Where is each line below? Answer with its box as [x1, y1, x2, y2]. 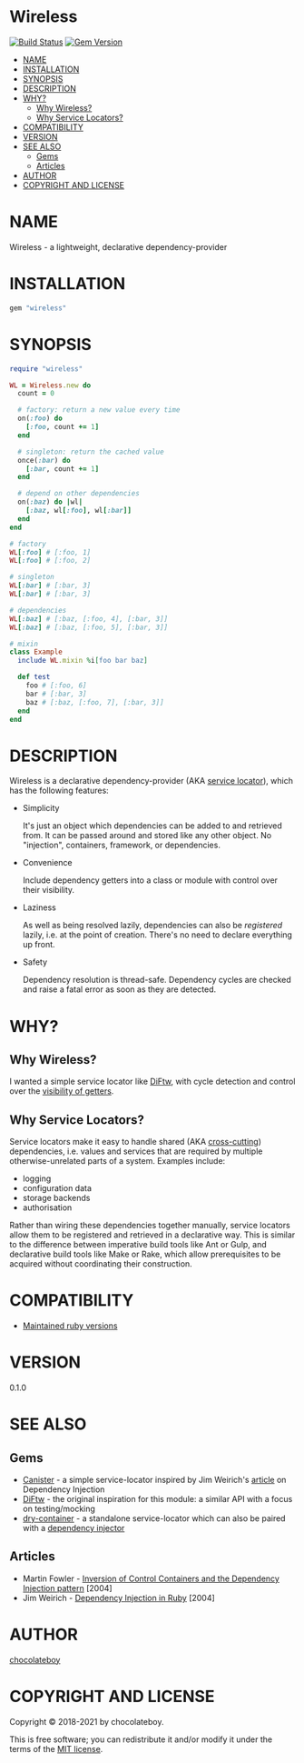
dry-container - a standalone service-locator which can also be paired [22, 1513, 286, 1524]
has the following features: [9, 785, 109, 796]
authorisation [22, 1202, 73, 1213]
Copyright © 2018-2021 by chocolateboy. [9, 1716, 164, 1727]
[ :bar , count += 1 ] [25, 464, 100, 474]
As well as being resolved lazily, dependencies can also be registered [22, 920, 283, 931]
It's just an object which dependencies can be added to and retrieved [22, 820, 283, 831]
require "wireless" [9, 364, 83, 374]
